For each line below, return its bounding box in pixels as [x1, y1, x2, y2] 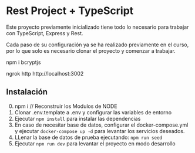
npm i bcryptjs [6, 59, 41, 66]
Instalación [6, 87, 48, 97]
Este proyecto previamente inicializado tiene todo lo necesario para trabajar [6, 23, 189, 30]
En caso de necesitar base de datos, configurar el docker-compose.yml [14, 121, 189, 128]
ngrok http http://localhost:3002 [6, 70, 84, 77]
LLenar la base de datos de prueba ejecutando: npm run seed [14, 134, 163, 141]
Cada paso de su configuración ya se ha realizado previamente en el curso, [6, 41, 189, 48]
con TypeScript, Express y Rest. [6, 29, 83, 36]
